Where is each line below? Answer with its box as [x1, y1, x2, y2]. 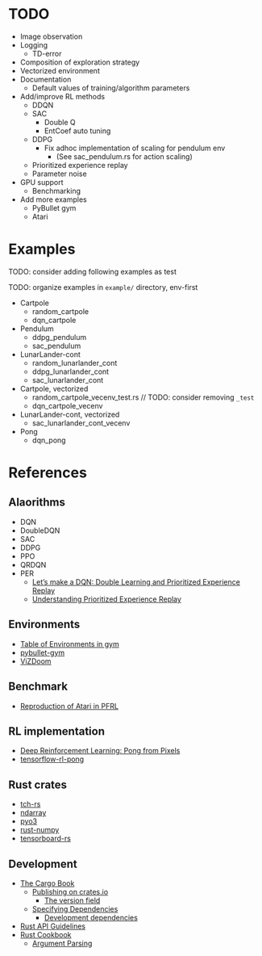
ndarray [19, 808, 47, 818]
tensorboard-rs [19, 833, 71, 844]
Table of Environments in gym [19, 639, 119, 648]
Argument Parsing [31, 938, 93, 948]
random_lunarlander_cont [31, 358, 118, 367]
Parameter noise [31, 169, 87, 178]
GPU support [19, 177, 64, 187]
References [8, 463, 87, 482]
